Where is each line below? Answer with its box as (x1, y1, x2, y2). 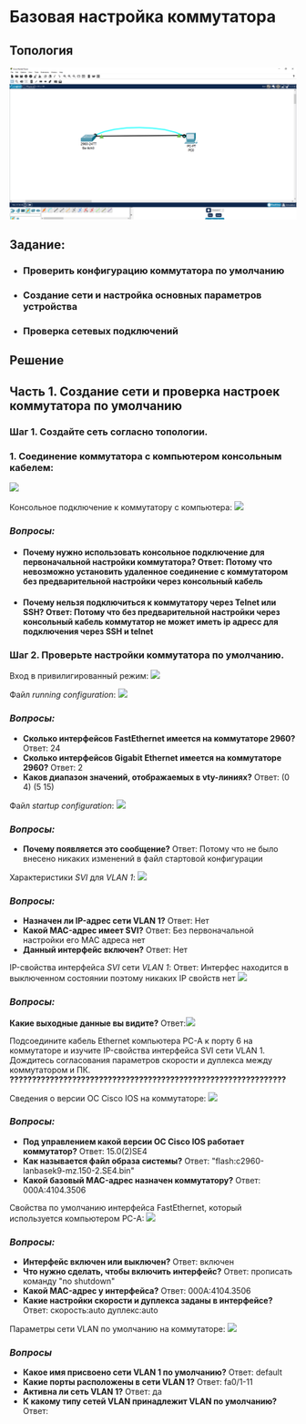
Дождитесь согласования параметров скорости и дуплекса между (9, 1054, 273, 1065)
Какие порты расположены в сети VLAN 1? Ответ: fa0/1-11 (22, 1377, 253, 1388)
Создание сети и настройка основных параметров (22, 289, 262, 302)
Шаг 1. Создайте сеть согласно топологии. (9, 425, 209, 438)
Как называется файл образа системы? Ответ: (22, 1155, 210, 1166)
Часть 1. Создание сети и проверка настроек (9, 384, 280, 399)
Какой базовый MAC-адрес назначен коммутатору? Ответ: (22, 1174, 261, 1185)
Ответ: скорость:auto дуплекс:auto (22, 1305, 158, 1316)
